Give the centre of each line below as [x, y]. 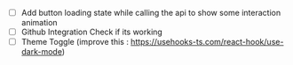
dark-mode [42, 52]
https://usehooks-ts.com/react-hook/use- [207, 42]
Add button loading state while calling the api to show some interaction [151, 13]
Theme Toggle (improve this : [75, 42]
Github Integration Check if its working [92, 32]
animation [40, 23]
